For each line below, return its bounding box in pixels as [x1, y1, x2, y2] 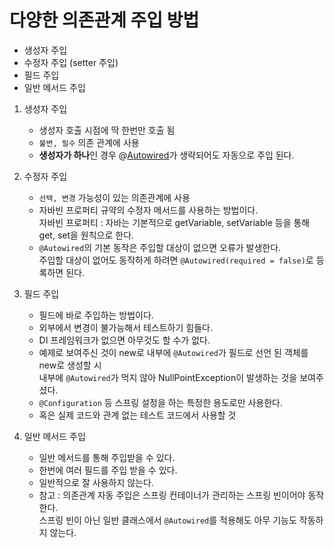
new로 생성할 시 [38, 359, 102, 371]
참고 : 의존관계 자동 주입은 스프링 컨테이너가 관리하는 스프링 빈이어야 [38, 489, 306, 501]
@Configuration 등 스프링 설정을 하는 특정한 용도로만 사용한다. [38, 396, 284, 408]
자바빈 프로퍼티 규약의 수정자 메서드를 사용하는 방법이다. [38, 204, 259, 216]
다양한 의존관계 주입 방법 [9, 9, 200, 32]
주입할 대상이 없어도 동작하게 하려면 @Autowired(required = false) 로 [38, 254, 314, 266]
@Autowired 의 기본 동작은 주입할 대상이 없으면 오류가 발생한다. [38, 241, 282, 253]
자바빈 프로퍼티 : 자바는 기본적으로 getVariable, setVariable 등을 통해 [38, 216, 311, 228]
